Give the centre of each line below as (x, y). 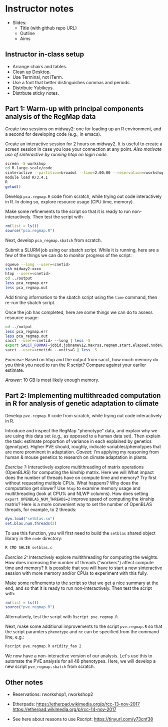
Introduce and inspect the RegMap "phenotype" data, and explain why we (81, 430)
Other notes (24, 682)
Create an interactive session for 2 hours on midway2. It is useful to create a (84, 144)
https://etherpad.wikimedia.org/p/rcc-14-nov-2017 (64, 709)
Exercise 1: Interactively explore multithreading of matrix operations (74, 467)
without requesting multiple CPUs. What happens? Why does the (72, 483)
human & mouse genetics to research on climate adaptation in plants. (76, 457)
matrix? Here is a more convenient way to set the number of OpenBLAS (79, 504)
